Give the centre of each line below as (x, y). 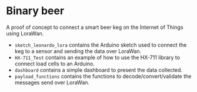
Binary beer (35, 11)
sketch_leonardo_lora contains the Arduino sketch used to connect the (101, 45)
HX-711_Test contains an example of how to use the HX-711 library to (97, 57)
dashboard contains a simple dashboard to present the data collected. (98, 70)
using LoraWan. (25, 33)
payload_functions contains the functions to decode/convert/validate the (103, 76)
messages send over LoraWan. (52, 82)
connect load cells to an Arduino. (55, 64)
